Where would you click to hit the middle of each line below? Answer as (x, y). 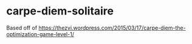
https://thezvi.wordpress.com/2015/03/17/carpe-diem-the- (112, 28)
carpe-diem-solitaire (60, 11)
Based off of (22, 28)
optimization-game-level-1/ (40, 34)
